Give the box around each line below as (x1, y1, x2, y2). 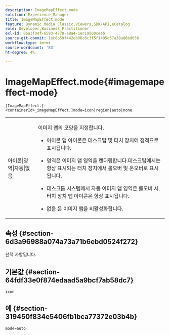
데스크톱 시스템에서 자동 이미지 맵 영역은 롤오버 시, (46, 185, 160, 192)
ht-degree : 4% (5, 50, 35, 55)
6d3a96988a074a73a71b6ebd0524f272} (5, 237, 139, 246)
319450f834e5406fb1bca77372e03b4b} (5, 312, 138, 321)
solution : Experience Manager (5, 12, 69, 17)
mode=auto (5, 326, 26, 331)
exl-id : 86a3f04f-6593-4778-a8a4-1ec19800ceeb (5, 31, 105, 36)
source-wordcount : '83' (5, 45, 56, 50)
